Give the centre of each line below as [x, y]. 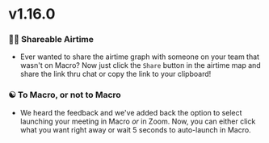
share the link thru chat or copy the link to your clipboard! [116, 74]
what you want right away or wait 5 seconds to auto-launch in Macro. [136, 129]
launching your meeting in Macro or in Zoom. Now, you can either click [138, 121]
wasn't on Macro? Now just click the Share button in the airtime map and [140, 65]
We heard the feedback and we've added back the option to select [131, 112]
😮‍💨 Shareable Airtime [51, 40]
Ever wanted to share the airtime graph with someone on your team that [140, 57]
